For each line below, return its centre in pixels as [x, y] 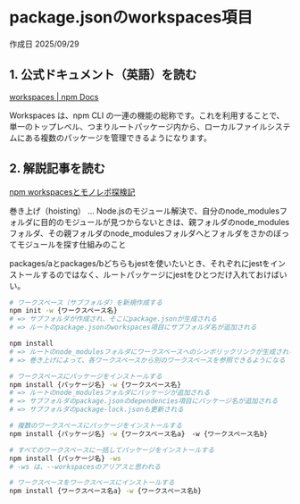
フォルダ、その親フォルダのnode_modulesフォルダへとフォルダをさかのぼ [146, 233]
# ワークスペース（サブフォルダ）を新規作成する [86, 302]
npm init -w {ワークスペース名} [63, 311]
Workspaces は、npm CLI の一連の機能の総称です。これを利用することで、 [147, 115]
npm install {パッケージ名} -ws [65, 458]
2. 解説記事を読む [57, 168]
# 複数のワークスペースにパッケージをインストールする [96, 426]
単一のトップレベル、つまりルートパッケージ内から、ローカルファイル [138, 126]
